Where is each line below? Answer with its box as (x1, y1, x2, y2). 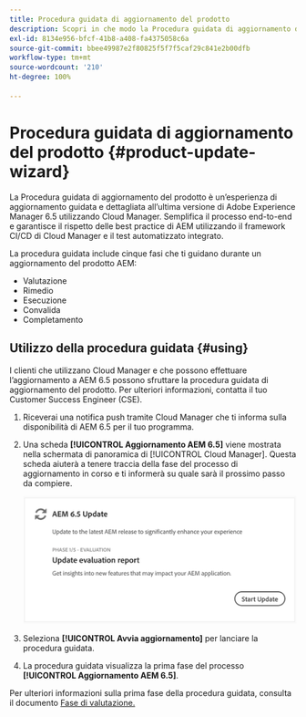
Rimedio (22, 285, 54, 296)
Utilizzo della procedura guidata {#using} (9, 340, 249, 356)
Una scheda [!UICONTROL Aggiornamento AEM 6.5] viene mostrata (22, 439, 282, 450)
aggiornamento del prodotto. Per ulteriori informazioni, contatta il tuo (9, 384, 268, 395)
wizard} (9, 161, 70, 182)
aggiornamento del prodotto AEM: (9, 257, 138, 268)
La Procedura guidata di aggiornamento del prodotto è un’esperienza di (9, 192, 278, 203)
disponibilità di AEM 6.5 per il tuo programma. (22, 421, 194, 432)
